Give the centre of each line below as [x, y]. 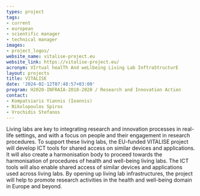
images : [16, 46]
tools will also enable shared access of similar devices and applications [94, 167]
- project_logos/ [28, 51]
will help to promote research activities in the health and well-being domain [99, 180]
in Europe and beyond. [34, 186]
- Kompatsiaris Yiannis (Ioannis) [50, 101]
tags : [13, 17]
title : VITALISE [26, 79]
